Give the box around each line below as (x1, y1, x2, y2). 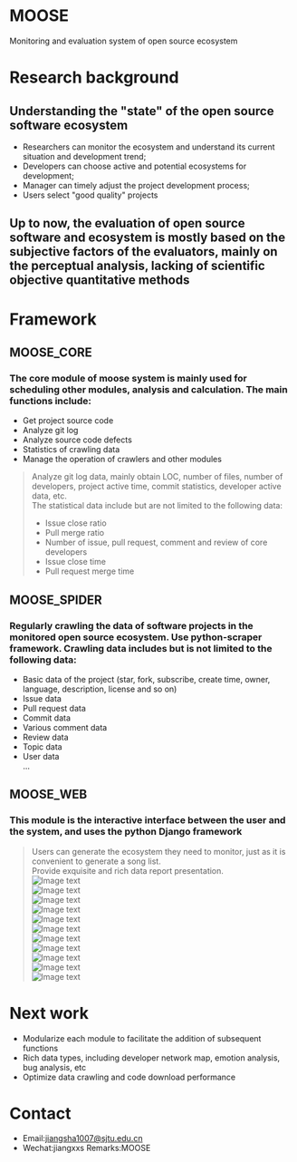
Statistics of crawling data (22, 444, 120, 455)
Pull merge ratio (44, 528, 105, 538)
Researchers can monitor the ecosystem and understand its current (22, 141, 275, 152)
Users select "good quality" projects (22, 189, 158, 200)
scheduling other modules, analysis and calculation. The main (9, 382, 288, 395)
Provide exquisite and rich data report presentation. (31, 865, 225, 876)
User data (22, 750, 60, 761)
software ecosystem (9, 117, 129, 132)
